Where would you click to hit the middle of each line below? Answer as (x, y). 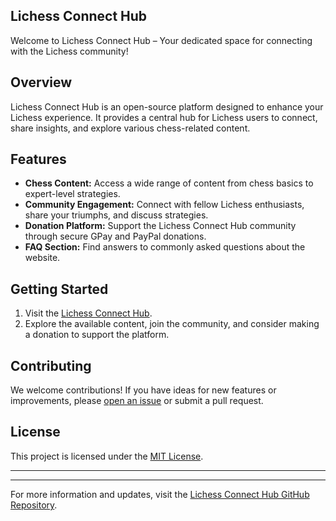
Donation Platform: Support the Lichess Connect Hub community (160, 226)
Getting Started (59, 289)
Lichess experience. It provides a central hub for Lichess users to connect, (164, 117)
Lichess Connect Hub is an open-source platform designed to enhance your (167, 106)
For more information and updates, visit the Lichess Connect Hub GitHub (160, 494)
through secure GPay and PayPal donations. (115, 236)
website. (42, 258)
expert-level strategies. (72, 194)
